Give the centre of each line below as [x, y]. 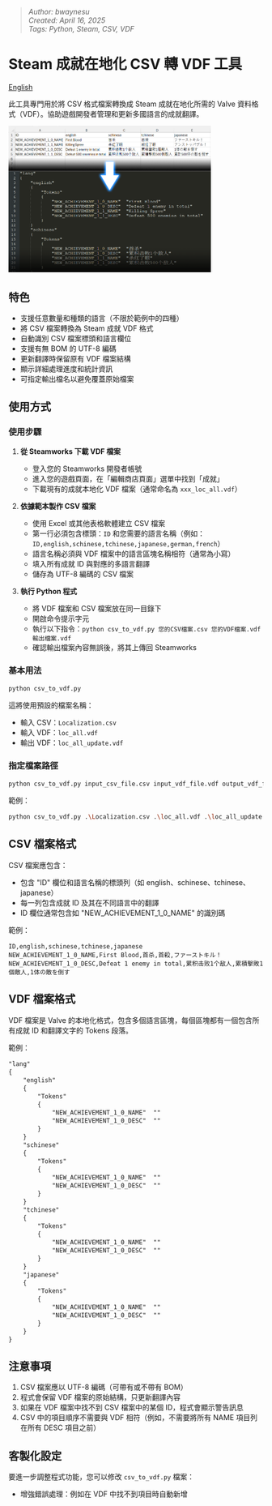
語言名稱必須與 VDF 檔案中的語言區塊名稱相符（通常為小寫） [134, 554]
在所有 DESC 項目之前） [60, 1428]
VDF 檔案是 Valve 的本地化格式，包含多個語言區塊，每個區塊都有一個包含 [130, 1020]
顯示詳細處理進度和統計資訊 [66, 369]
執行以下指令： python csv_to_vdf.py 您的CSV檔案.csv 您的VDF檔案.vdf [147, 628]
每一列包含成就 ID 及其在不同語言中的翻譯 [89, 902]
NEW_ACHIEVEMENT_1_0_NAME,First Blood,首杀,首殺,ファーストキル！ [115, 955]
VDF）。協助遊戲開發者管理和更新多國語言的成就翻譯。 [113, 113]
